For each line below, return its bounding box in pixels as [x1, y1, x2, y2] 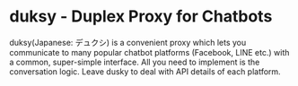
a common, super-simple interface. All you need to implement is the [9, 56, 260, 67]
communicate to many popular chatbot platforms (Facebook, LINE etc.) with [9, 47, 290, 57]
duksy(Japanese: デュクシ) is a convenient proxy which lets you [9, 37, 247, 47]
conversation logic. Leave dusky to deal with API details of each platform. [9, 65, 281, 77]
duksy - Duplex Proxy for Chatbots [9, 6, 273, 27]
